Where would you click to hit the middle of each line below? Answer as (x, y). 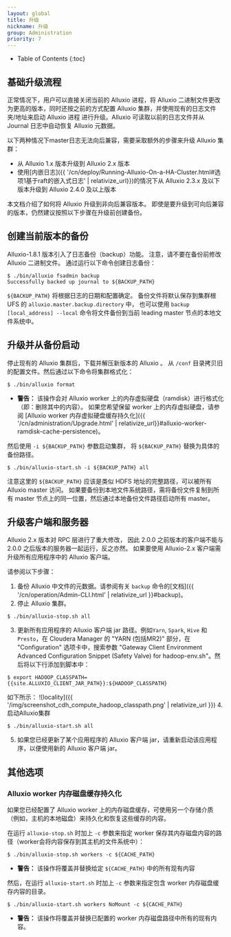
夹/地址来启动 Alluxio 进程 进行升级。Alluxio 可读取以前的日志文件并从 (106, 117)
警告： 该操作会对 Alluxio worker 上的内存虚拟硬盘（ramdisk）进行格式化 (121, 398)
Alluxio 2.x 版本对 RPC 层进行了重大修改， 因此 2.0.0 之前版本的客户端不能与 (115, 540)
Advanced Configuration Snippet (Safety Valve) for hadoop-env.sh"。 (116, 656)
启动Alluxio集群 (29, 713)
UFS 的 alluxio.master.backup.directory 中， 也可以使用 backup (99, 304)
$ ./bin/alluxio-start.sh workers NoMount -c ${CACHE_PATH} (95, 905)
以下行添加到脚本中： (59, 665)
